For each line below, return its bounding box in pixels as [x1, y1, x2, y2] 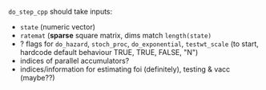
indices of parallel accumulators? [19, 56, 130, 65]
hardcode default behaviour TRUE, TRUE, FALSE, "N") [19, 48, 199, 57]
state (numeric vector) [19, 22, 96, 31]
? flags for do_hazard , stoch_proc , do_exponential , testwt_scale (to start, [19, 39, 259, 49]
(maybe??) [19, 73, 55, 82]
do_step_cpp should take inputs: [8, 7, 113, 16]
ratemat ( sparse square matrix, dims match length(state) [19, 31, 212, 40]
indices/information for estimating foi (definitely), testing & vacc [19, 65, 231, 74]
